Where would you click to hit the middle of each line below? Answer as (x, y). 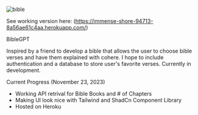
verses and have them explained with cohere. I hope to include (85, 57)
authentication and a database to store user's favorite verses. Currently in (99, 64)
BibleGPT (18, 39)
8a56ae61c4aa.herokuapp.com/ (46, 28)
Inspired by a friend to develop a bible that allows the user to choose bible (99, 51)
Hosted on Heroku (38, 107)
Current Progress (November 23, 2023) (56, 82)
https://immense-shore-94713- (114, 21)
